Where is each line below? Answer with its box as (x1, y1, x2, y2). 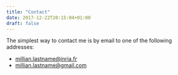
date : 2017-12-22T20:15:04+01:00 (6, 15, 91, 21)
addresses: (6, 43, 35, 51)
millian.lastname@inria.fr (15, 55, 77, 63)
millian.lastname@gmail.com (15, 62, 87, 69)
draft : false (6, 20, 39, 26)
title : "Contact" (6, 9, 50, 15)
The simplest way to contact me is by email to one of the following (6, 37, 172, 45)
